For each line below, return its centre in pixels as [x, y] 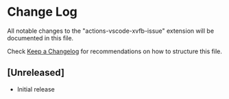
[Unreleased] [36, 73]
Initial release [36, 89]
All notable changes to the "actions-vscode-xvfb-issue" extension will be [111, 31]
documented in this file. [40, 38]
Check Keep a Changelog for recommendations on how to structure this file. [115, 51]
